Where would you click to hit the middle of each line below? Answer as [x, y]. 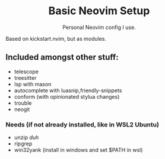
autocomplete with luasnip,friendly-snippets [68, 90]
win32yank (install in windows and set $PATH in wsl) [78, 150]
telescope [26, 72]
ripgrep [23, 144]
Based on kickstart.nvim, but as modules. [56, 38]
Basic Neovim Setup [99, 11]
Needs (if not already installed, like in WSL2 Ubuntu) [82, 124]
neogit [22, 109]
